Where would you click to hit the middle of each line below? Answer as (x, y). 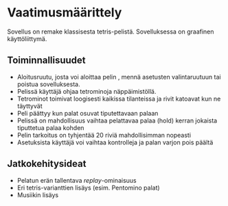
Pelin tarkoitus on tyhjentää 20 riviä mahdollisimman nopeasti (104, 135)
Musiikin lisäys (38, 195)
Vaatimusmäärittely (65, 13)
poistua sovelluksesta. (48, 84)
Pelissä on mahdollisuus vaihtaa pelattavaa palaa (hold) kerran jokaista (117, 120)
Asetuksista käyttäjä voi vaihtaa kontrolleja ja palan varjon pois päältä (115, 142)
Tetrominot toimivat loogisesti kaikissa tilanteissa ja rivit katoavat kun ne (119, 99)
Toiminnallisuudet (46, 61)
